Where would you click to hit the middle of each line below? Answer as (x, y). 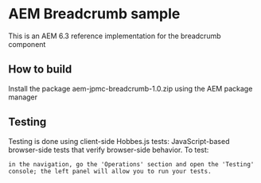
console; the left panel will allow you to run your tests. (110, 171)
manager (23, 97)
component (27, 44)
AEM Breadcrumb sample (94, 14)
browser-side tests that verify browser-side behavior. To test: (109, 150)
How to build (40, 70)
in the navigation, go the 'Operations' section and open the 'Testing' (131, 164)
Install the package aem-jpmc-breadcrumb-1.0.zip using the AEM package (130, 88)
